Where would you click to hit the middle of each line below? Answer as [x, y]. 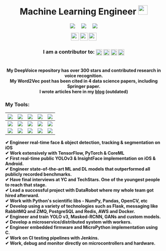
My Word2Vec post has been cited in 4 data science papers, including [84, 81]
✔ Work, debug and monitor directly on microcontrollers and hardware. [80, 243]
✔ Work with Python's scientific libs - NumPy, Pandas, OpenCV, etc [77, 201]
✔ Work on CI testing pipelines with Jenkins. [52, 238]
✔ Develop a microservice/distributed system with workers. [69, 222]
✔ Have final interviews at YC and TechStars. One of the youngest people [83, 180]
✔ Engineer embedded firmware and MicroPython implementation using [82, 228]
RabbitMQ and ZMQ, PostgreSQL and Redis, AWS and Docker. [70, 212]
